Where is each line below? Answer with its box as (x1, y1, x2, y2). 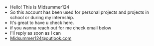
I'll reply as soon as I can (9, 30, 61, 36)
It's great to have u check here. (9, 20, 74, 25)
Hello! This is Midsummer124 (9, 4, 70, 10)
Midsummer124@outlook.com (9, 35, 72, 41)
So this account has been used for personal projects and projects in (9, 9, 150, 15)
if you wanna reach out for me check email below (9, 25, 112, 31)
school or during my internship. (9, 15, 75, 20)
